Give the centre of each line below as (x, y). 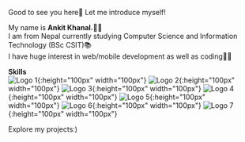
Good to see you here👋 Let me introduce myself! (87, 12)
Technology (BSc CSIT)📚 (50, 45)
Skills (17, 72)
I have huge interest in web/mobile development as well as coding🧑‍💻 (120, 56)
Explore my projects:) (43, 129)
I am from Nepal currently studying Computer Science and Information (123, 36)
